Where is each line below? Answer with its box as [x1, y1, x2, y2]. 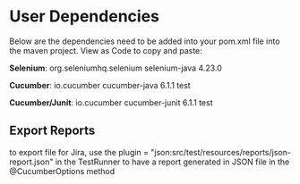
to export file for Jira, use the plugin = [9, 146, 150, 157]
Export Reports [9, 123, 96, 138]
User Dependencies [9, 6, 159, 27]
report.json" [9, 156, 54, 167]
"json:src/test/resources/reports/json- [150, 146, 291, 157]
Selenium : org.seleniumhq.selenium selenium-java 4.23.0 [9, 63, 222, 73]
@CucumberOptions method [9, 165, 116, 176]
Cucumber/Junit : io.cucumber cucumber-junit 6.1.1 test [9, 96, 213, 108]
